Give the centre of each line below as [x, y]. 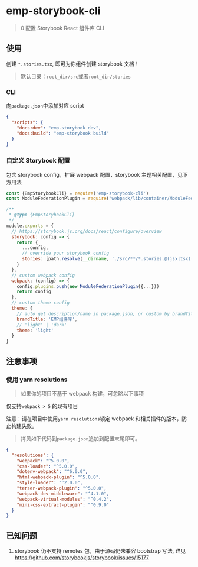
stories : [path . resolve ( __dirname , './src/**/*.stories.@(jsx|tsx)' [108, 259]
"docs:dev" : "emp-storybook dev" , [59, 128]
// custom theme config [40, 303]
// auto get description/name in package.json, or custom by [93, 314]
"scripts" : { [27, 122]
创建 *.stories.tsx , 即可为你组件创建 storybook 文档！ [73, 64]
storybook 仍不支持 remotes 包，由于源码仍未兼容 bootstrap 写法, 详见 [100, 551]
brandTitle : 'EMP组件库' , [47, 319]
